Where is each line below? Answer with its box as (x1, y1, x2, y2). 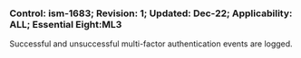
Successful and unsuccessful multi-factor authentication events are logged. (9, 38, 293, 49)
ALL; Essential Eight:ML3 (9, 18, 122, 30)
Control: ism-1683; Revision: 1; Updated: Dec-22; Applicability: (9, 7, 293, 20)
